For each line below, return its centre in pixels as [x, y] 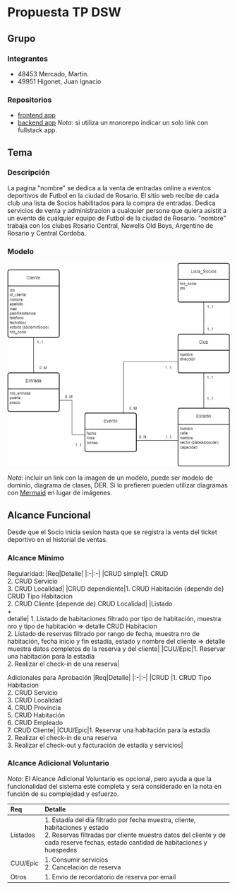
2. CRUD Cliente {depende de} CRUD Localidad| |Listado [90, 603]
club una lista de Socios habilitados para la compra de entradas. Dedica [111, 203]
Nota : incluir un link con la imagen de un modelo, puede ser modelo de [110, 478]
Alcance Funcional [49, 515]
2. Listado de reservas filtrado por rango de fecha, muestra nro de [103, 633]
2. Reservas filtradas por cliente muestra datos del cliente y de [135, 835]
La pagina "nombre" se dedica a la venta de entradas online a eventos [109, 187]
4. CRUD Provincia [34, 707]
